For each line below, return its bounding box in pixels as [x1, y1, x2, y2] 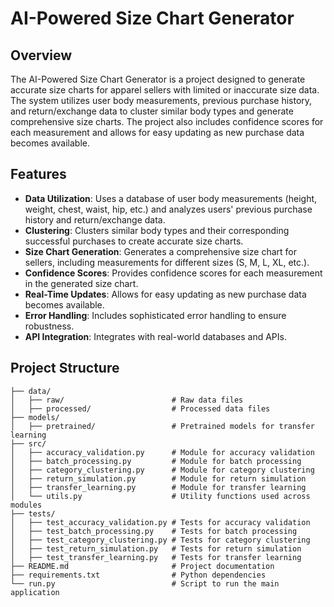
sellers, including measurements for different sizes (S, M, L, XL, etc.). [24, 256, 310, 268]
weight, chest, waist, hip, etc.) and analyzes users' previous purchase [24, 203, 313, 215]
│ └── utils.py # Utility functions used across [10, 491, 311, 501]
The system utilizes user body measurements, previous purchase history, [10, 95, 313, 106]
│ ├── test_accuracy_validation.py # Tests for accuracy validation [10, 517, 311, 527]
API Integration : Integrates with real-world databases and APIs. [24, 330, 287, 342]
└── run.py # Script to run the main [10, 578, 280, 589]
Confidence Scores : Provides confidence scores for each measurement [24, 267, 323, 279]
